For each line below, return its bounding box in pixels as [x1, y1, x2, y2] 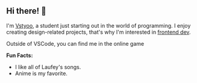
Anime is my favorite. [14, 70, 68, 77]
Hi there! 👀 [6, 6, 47, 16]
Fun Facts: [6, 52, 33, 59]
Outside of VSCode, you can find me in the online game [6, 40, 145, 47]
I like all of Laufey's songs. [14, 63, 81, 70]
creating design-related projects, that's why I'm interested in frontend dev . [6, 28, 191, 35]
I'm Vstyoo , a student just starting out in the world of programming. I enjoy [6, 22, 191, 29]
